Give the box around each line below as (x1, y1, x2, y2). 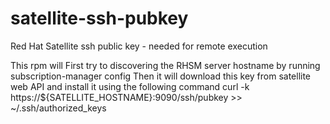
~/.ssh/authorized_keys (10, 102, 107, 114)
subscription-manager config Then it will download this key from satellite (10, 70, 312, 82)
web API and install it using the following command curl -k (10, 80, 250, 92)
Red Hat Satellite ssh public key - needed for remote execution (10, 40, 268, 52)
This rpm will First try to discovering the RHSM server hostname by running (10, 59, 321, 71)
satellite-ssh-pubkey (10, 7, 189, 30)
